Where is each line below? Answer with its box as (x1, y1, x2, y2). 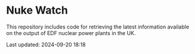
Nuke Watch (6, 4, 69, 17)
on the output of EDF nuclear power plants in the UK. (6, 29, 136, 36)
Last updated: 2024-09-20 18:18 (6, 41, 86, 48)
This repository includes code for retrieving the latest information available (6, 23, 190, 30)
